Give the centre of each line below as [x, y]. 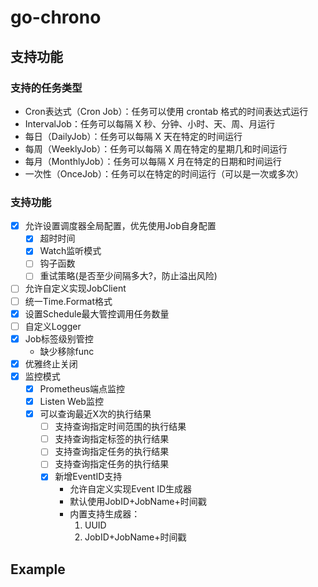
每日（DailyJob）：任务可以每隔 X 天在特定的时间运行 [133, 136]
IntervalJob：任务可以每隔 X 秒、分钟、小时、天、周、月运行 [150, 123]
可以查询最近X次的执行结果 [95, 414]
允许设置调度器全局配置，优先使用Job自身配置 [120, 226]
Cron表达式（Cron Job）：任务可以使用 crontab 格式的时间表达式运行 [166, 111]
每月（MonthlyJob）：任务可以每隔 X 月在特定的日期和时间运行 [153, 161]
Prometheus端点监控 [82, 388]
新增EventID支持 [88, 477]
